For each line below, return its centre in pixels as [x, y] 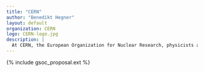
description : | [25, 40]
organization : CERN [31, 28]
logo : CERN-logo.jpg [32, 34]
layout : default [27, 23]
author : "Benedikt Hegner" [40, 17]
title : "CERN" [24, 12]
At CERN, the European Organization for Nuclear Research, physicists [103, 46]
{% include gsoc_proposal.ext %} [48, 62]
